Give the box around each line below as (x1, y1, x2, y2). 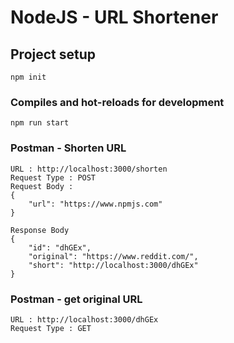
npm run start (10, 118, 70, 128)
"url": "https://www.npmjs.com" (28, 199, 163, 209)
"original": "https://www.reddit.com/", (28, 251, 199, 261)
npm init (10, 72, 47, 82)
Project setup (10, 46, 97, 63)
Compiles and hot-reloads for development (10, 95, 225, 109)
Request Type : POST (10, 172, 97, 183)
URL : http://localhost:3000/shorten (10, 164, 168, 174)
